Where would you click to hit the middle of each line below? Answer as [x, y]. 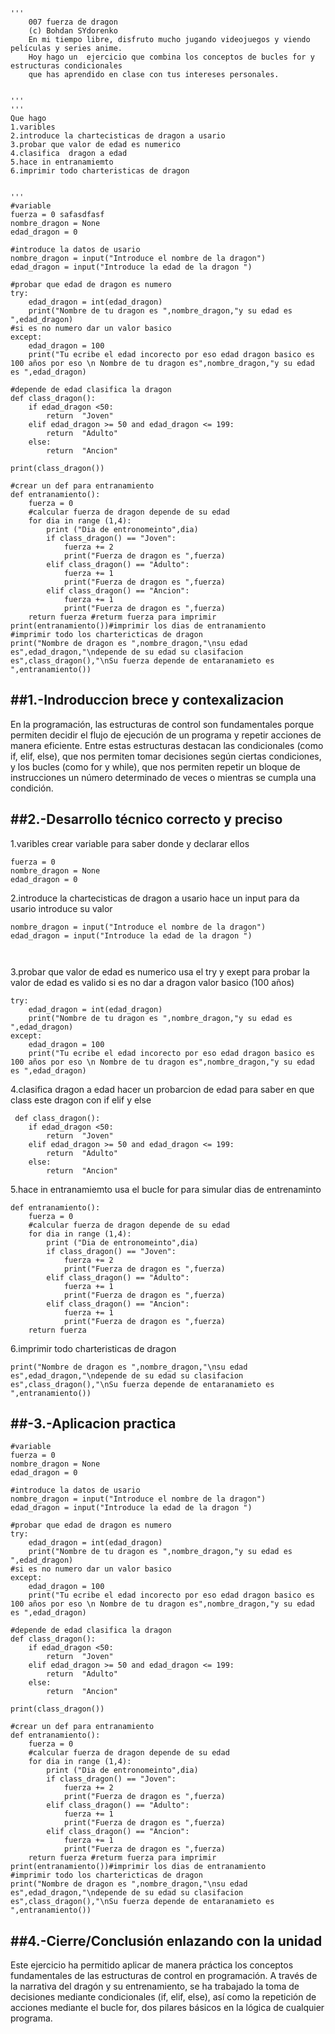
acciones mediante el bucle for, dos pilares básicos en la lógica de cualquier [167, 2008]
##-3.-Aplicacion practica [93, 1424]
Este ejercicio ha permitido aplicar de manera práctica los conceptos [152, 1965]
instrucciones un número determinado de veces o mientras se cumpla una [163, 777]
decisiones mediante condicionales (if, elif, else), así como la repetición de [163, 1997]
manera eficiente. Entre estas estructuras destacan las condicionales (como [167, 745]
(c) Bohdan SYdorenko [73, 31]
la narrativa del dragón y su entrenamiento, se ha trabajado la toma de [155, 1986]
